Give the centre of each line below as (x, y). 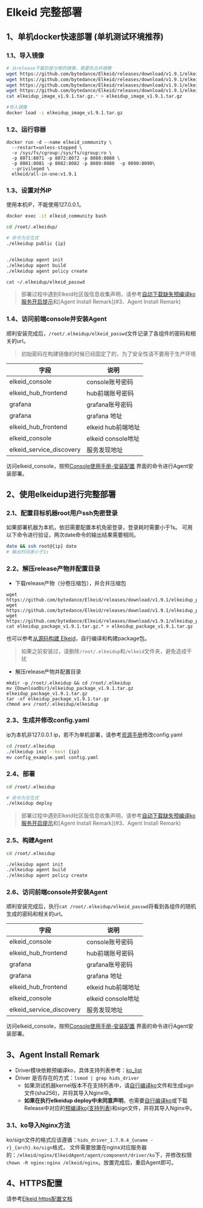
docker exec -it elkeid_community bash (56, 216)
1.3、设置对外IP (29, 190)
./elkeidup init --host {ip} (43, 752)
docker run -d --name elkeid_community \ (59, 143)
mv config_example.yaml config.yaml (52, 757)
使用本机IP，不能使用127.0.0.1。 (45, 205)
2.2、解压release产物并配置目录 (53, 569)
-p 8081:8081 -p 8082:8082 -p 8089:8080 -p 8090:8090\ (83, 164)
